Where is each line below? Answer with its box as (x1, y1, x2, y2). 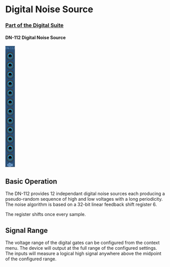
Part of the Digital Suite (5, 22, 64, 29)
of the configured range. (5, 256, 57, 262)
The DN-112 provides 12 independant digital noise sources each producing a (5, 191, 165, 197)
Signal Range (5, 226, 48, 235)
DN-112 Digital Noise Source (5, 34, 66, 40)
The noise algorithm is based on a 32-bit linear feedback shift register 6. (5, 201, 157, 207)
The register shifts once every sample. (5, 211, 86, 218)
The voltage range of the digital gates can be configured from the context (5, 239, 160, 246)
